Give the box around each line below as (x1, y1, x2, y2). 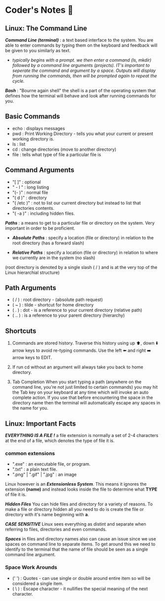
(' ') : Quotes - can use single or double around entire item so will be (12, 575, 151, 581)
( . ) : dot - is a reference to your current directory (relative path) (12, 307, 142, 313)
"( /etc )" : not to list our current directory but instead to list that (12, 200, 141, 206)
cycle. (12, 78, 25, 84)
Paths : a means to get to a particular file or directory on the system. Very (5, 220, 155, 226)
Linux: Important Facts (5, 419, 76, 428)
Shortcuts (5, 327, 36, 335)
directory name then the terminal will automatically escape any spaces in (12, 400, 161, 406)
